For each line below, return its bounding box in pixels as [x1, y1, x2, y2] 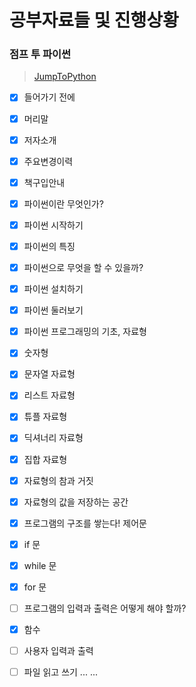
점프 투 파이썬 [9, 47, 72, 61]
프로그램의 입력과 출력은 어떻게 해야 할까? [23, 602, 187, 614]
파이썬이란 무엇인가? [23, 197, 104, 210]
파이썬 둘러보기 [23, 304, 84, 316]
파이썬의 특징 [23, 240, 76, 252]
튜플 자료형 [23, 411, 68, 423]
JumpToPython [33, 71, 97, 83]
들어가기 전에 [23, 91, 76, 103]
